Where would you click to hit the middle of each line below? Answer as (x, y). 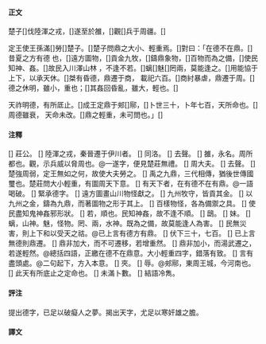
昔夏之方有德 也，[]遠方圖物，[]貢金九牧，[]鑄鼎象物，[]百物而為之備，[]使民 (133, 58)
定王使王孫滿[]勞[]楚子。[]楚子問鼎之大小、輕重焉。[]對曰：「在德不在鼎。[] (131, 49)
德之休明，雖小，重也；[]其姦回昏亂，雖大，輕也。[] (93, 88)
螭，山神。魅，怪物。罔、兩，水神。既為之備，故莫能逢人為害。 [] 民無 (124, 224)
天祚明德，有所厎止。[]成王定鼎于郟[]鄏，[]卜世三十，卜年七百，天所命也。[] (133, 105)
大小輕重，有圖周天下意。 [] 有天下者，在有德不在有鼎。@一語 (152, 184)
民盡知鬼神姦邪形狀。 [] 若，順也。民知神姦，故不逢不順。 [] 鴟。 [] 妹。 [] (130, 213)
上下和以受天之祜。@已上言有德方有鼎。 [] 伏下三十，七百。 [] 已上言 (142, 233)
